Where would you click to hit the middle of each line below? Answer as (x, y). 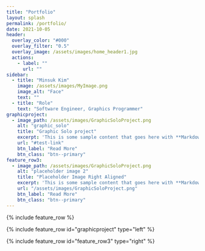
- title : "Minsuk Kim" (41, 80)
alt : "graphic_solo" (43, 126)
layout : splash (26, 18)
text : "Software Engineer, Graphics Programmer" (80, 109)
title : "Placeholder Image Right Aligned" (72, 177)
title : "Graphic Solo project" (57, 132)
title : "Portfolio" (31, 12)
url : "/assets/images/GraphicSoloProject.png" (77, 189)
